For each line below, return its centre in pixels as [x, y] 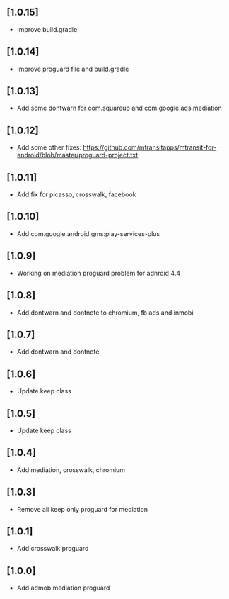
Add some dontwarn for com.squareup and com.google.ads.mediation [119, 108]
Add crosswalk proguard [53, 549]
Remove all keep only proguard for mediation [82, 509]
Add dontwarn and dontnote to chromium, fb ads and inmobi [105, 313]
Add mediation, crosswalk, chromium [71, 470]
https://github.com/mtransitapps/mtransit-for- [150, 147]
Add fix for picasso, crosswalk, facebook [76, 194]
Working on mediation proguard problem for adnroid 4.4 [99, 273]
